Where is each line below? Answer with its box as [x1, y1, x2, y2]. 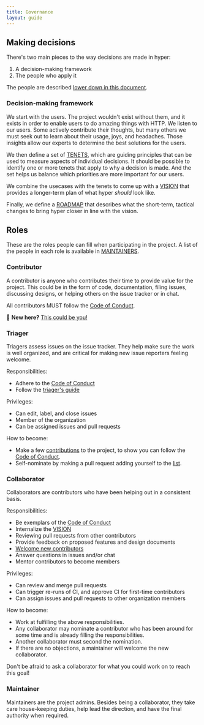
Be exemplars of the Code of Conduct [15, 519, 111, 527]
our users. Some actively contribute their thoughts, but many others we [6, 126, 186, 133]
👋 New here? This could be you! [6, 314, 88, 321]
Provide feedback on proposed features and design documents [15, 538, 176, 546]
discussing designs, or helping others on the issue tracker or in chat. [6, 290, 179, 297]
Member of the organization [15, 416, 86, 424]
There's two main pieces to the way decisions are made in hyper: [6, 53, 171, 61]
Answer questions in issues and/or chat [15, 552, 115, 559]
